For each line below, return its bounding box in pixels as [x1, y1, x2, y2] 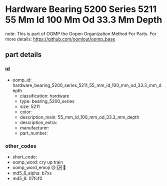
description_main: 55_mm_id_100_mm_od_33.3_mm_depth [19, 114, 139, 120]
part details [5, 50, 42, 59]
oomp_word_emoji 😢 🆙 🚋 [12, 164, 66, 170]
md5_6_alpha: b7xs [12, 170, 52, 176]
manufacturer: [19, 124, 49, 130]
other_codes [5, 142, 36, 149]
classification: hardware [19, 92, 69, 98]
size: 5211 [19, 103, 40, 109]
